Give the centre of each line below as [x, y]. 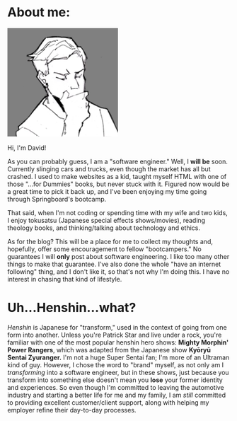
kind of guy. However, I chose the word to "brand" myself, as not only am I [116, 365]
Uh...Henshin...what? [72, 308]
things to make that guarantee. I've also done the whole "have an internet [114, 264]
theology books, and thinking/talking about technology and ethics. [104, 228]
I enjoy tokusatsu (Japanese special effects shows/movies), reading [106, 221]
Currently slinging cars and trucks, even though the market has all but [109, 169]
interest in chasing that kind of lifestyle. [65, 279]
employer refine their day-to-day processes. [72, 410]
